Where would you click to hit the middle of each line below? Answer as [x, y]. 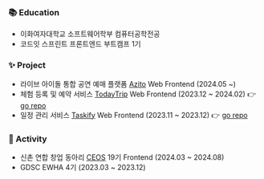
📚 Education [34, 12]
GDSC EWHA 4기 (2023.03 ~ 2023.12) [83, 167]
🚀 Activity [28, 139]
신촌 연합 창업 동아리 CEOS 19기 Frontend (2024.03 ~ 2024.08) [122, 157]
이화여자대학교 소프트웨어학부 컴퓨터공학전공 [90, 34]
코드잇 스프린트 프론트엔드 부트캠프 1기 [81, 44]
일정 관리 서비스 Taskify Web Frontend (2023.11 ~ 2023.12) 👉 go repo [134, 115]
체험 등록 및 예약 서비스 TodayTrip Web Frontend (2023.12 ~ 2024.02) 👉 [138, 94]
